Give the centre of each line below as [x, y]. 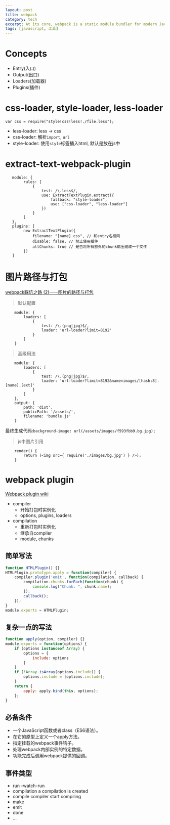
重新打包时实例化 [38, 527]
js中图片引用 [31, 441]
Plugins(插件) [26, 88]
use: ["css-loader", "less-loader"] [89, 204]
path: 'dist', [38, 407]
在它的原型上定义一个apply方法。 [47, 737]
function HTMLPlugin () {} [32, 568]
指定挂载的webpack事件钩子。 [44, 743]
